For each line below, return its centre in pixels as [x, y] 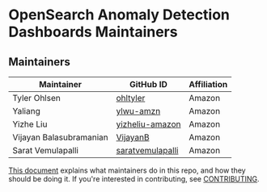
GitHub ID [148, 84]
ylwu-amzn [138, 111]
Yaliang [26, 111]
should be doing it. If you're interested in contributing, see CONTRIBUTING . [134, 179]
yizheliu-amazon [148, 124]
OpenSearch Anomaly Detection [119, 15]
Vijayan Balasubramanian [60, 137]
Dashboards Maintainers [93, 32]
